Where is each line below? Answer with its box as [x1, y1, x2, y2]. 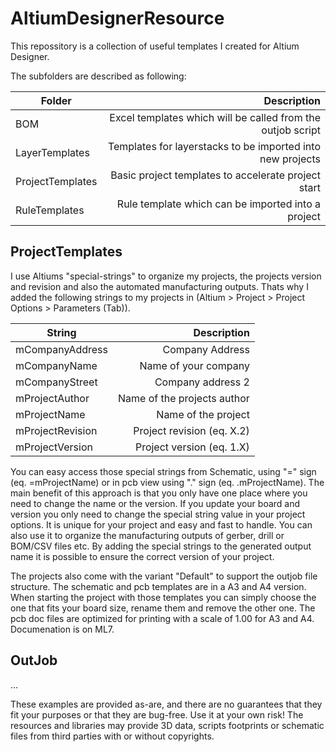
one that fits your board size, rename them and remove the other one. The [10, 602, 316, 614]
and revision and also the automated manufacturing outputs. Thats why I [10, 280, 309, 292]
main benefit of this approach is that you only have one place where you [10, 487, 308, 499]
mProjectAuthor [15, 391, 90, 405]
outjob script [261, 123, 321, 137]
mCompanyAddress [15, 342, 108, 356]
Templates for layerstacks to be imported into [107, 139, 321, 153]
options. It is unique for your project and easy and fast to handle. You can [10, 518, 313, 531]
